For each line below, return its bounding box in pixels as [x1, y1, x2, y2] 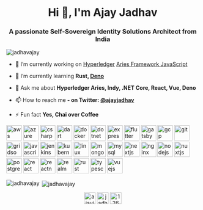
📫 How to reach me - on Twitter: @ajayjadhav [15, 96, 135, 104]
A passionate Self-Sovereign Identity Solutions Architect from [9, 27, 197, 36]
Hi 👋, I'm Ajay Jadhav [48, 5, 158, 20]
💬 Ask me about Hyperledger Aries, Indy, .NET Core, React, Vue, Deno [15, 84, 196, 92]
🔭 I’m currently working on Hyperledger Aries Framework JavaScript [15, 60, 188, 68]
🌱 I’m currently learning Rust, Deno [15, 73, 105, 80]
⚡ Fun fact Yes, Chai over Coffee [15, 111, 99, 118]
